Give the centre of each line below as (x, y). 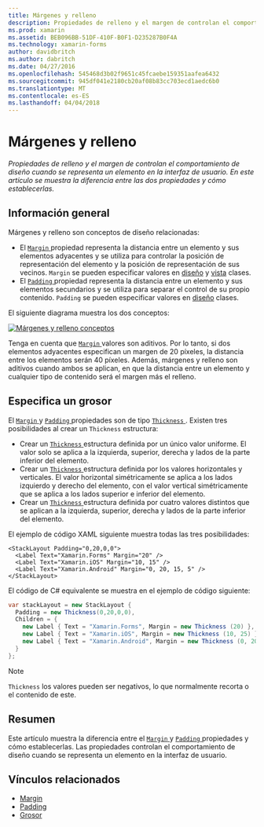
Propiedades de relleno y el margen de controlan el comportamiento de (124, 164)
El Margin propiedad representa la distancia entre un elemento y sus (129, 247)
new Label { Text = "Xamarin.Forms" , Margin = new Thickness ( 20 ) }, (139, 627)
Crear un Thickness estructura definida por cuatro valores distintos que (134, 502)
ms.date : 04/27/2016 (42, 67)
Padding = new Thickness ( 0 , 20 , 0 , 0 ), (75, 612)
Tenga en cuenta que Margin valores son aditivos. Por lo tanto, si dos (119, 343)
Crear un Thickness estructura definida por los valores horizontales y (131, 469)
